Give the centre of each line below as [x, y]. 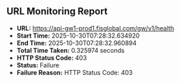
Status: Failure [38, 65]
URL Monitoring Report [57, 11]
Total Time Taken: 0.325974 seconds [70, 50]
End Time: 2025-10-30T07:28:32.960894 [77, 43]
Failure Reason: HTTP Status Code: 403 [74, 72]
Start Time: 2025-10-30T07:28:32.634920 [78, 35]
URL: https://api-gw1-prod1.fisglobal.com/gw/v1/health [95, 28]
